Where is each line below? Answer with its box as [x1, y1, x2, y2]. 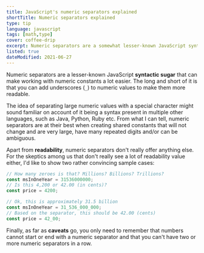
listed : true [6, 49, 39, 55]
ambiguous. [6, 134, 36, 142]
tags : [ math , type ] [6, 32, 53, 38]
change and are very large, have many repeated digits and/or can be [6, 128, 178, 135]
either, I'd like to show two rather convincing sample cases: [6, 159, 155, 166]
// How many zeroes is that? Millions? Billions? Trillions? [6, 171, 165, 177]
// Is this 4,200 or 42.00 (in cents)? [6, 182, 107, 189]
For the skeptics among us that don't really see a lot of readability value [6, 153, 185, 160]
